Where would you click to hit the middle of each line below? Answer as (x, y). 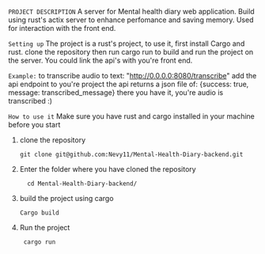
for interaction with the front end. (62, 28)
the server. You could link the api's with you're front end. (100, 60)
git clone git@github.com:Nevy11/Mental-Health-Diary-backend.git (131, 154)
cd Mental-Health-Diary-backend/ (82, 184)
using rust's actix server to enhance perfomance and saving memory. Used (131, 20)
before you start (34, 125)
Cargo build (39, 213)
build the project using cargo (66, 198)
